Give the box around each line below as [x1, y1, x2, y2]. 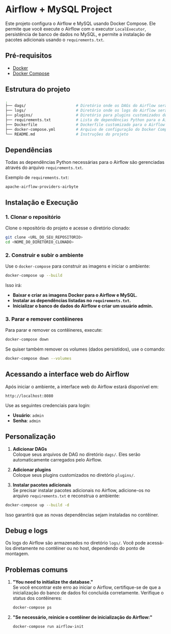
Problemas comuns [5, 565, 68, 574]
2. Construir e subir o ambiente [5, 251, 84, 258]
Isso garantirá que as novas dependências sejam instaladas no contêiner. [5, 511, 159, 517]
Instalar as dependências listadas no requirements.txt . [12, 297, 131, 303]
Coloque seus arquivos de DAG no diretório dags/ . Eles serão [12, 451, 141, 457]
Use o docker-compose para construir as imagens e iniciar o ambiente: [5, 263, 150, 269]
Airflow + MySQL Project [5, 4, 112, 15]
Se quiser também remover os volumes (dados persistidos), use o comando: [5, 346, 165, 352]
